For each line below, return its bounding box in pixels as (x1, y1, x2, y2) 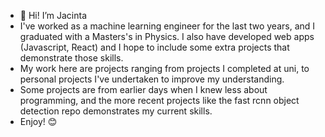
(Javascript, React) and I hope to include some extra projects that (19, 41, 290, 53)
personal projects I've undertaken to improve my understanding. (19, 73, 285, 85)
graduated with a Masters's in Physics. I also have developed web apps (19, 31, 315, 42)
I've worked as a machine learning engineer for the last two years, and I (19, 20, 316, 32)
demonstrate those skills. (19, 52, 124, 64)
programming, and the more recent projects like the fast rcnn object (19, 95, 300, 106)
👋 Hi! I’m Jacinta (19, 10, 88, 21)
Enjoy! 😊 (19, 116, 58, 127)
